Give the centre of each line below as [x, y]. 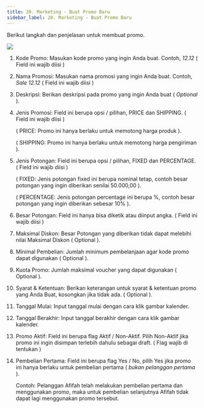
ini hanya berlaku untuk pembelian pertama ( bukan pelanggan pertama [105, 367]
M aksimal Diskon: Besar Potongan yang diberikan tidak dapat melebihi [103, 233]
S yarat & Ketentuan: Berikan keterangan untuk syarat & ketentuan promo [106, 288]
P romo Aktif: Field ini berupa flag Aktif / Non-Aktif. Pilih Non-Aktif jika [102, 336]
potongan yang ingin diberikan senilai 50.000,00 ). [78, 185]
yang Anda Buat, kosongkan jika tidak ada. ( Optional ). [84, 294]
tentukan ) [28, 349]
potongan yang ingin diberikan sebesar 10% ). [73, 203]
